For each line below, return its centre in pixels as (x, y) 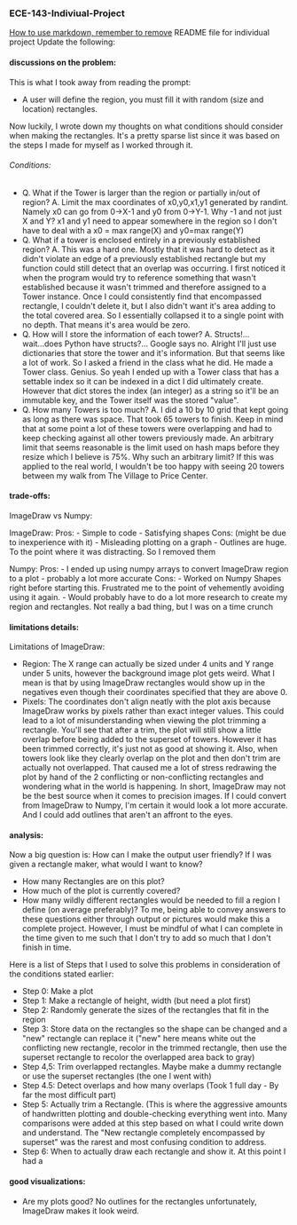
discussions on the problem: (63, 62)
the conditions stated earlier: (62, 974)
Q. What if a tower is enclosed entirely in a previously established (141, 240)
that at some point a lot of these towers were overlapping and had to (147, 428)
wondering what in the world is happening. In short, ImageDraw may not (154, 786)
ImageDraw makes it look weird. (81, 1211)
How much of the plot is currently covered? (101, 891)
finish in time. (47, 947)
